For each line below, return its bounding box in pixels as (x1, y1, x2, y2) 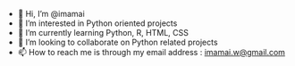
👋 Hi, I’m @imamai (17, 9, 85, 19)
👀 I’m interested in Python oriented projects (17, 18, 178, 29)
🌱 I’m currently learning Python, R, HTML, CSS (17, 28, 190, 37)
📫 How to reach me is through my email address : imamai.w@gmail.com (17, 47, 286, 57)
